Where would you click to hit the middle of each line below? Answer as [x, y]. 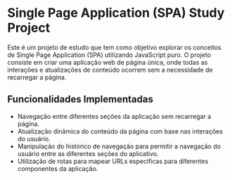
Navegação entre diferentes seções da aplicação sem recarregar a [114, 116]
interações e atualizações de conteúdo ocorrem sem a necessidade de [110, 70]
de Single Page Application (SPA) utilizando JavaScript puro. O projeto [109, 55]
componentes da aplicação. [58, 168]
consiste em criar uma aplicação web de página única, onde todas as [108, 62]
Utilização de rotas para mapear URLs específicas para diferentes [113, 161]
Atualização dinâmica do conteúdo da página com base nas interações [120, 131]
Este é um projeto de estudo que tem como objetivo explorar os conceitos [114, 47]
